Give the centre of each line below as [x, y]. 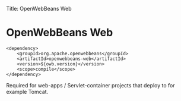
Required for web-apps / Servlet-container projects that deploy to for [90, 85]
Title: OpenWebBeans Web [39, 9]
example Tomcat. [27, 91]
